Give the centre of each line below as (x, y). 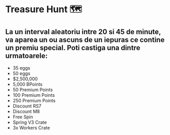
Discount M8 (26, 111)
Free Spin (23, 117)
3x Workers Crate (31, 128)
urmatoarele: (26, 55)
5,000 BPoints (27, 84)
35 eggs (22, 68)
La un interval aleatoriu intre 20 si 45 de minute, (83, 31)
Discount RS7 (27, 106)
